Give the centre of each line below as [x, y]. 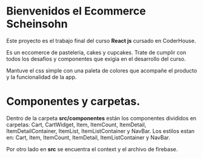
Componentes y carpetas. [73, 102]
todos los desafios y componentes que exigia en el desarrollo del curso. [96, 59]
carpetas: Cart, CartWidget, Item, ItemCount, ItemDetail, [76, 125]
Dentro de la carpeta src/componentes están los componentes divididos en [101, 118]
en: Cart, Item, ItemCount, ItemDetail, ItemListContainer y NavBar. [88, 137]
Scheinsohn [37, 24]
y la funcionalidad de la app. [42, 77]
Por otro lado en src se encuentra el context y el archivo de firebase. [92, 149]
